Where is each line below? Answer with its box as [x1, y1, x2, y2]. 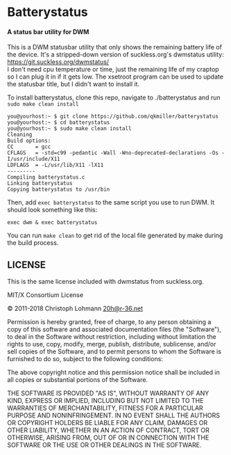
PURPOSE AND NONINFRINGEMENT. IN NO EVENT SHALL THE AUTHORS [7, 411, 221, 420]
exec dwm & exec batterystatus [7, 219, 98, 226]
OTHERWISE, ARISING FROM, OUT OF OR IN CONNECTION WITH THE [7, 433, 209, 442]
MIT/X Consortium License [7, 291, 84, 299]
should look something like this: [7, 206, 98, 214]
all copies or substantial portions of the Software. [7, 376, 148, 384]
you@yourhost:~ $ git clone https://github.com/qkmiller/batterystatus [7, 113, 219, 120]
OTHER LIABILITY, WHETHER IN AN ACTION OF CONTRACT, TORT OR [7, 426, 209, 435]
